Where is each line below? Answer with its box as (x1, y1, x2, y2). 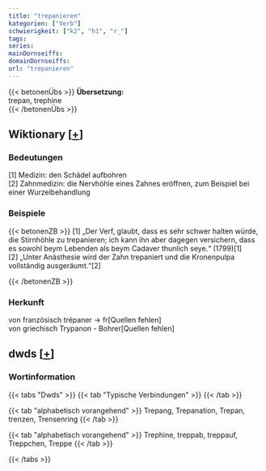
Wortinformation (8, 371, 75, 383)
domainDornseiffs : (8, 58, 70, 66)
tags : (8, 34, 27, 43)
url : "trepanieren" (8, 65, 74, 73)
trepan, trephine (8, 95, 62, 105)
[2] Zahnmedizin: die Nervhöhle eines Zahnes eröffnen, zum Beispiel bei (8, 179, 250, 189)
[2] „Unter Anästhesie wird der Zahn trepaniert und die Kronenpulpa (8, 252, 235, 262)
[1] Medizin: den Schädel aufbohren (8, 170, 128, 180)
